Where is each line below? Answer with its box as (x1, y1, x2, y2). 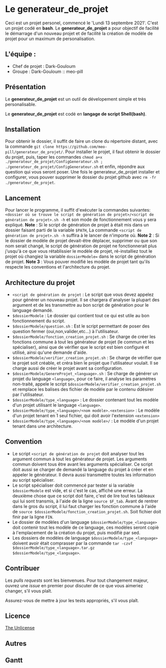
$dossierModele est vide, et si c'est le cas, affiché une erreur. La (12, 487, 143, 494)
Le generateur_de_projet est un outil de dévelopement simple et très (5, 96, 146, 102)
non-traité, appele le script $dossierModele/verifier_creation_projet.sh (12, 381, 161, 387)
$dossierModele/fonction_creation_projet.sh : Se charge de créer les (12, 334, 156, 339)
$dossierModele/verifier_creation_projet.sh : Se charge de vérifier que (12, 355, 162, 360)
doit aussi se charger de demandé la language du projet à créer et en (12, 466, 154, 472)
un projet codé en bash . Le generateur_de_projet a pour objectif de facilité (5, 25, 160, 31)
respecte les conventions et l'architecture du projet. (5, 264, 111, 270)
